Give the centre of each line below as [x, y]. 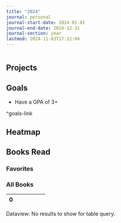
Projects [22, 68]
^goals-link [19, 114]
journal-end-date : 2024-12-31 [43, 28]
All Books [20, 184]
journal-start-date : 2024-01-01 [46, 22]
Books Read [28, 152]
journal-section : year [34, 34]
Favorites [20, 168]
